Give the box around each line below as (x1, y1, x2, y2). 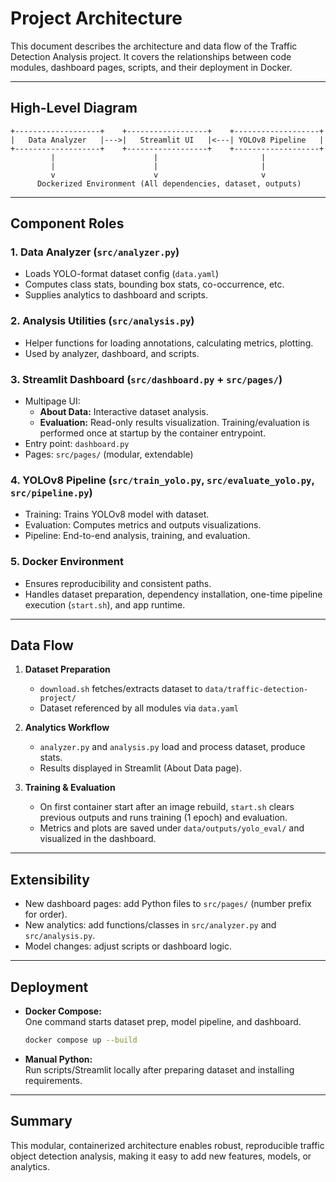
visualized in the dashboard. (39, 833, 157, 845)
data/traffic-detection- (204, 685, 309, 695)
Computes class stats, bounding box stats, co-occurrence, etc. (24, 278, 285, 291)
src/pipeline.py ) (10, 485, 93, 499)
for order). (24, 908, 68, 921)
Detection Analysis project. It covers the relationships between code (10, 50, 292, 62)
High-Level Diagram (10, 100, 138, 117)
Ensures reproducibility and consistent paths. (24, 577, 212, 589)
